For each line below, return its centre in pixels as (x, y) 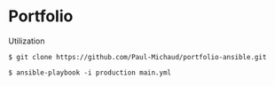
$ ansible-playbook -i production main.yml (90, 73)
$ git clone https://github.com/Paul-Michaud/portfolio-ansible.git (137, 57)
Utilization (27, 41)
